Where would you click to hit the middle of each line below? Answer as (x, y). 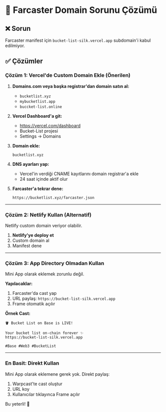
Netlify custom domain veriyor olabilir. (44, 225)
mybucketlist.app (38, 101)
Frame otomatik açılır (34, 304)
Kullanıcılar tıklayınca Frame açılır (46, 394)
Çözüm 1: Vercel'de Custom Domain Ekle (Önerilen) (68, 75)
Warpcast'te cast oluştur (37, 384)
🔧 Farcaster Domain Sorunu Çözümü (81, 10)
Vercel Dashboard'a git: (37, 116)
